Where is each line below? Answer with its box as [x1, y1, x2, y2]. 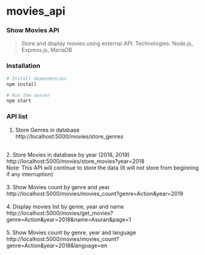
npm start [6, 98, 32, 104]
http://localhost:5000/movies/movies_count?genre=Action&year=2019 [6, 190, 184, 197]
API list [6, 112, 28, 121]
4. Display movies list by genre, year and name [6, 203, 124, 210]
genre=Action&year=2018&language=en [6, 242, 108, 249]
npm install [6, 81, 37, 87]
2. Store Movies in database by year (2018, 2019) [6, 151, 130, 158]
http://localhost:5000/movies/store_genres [15, 132, 124, 140]
